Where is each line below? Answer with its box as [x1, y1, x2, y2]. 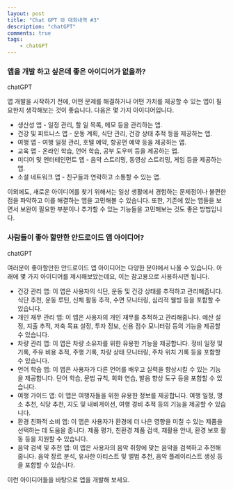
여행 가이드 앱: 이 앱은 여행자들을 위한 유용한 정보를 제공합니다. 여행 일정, [17, 391, 216, 400]
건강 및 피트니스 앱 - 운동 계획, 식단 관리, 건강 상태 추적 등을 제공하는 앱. [17, 129, 212, 138]
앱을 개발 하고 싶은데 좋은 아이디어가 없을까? [7, 67, 146, 76]
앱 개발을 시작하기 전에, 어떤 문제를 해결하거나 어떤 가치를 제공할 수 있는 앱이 [7, 97, 215, 106]
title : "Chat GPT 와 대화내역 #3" [7, 17, 100, 24]
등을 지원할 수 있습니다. [24, 434, 88, 443]
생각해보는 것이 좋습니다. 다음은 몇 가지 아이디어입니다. [25, 106, 175, 115]
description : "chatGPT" [7, 23, 77, 30]
